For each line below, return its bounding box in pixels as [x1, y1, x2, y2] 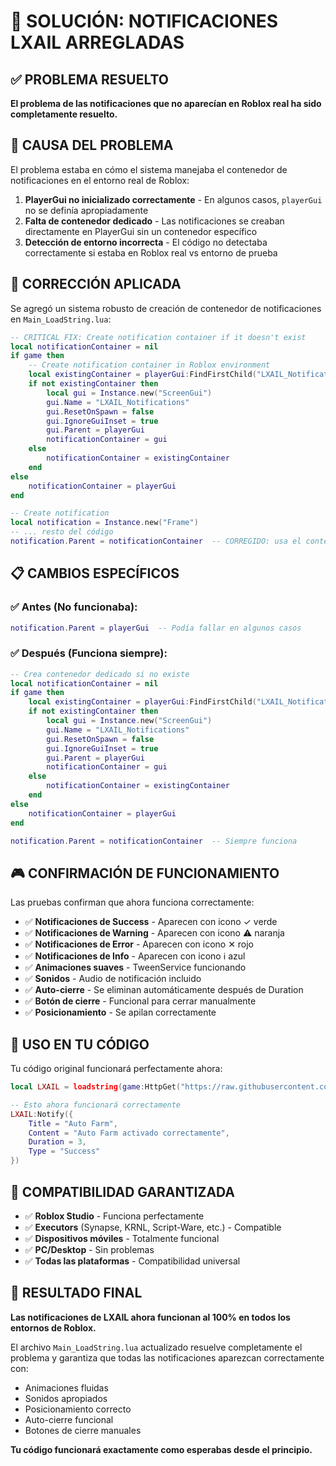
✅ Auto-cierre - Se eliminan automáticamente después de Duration [24, 984, 304, 996]
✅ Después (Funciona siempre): [10, 646, 168, 660]
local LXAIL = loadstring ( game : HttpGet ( [10, 1082, 182, 1092]
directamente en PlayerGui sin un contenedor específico [24, 225, 258, 237]
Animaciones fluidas [24, 1381, 109, 1394]
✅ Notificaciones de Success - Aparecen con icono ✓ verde [24, 916, 278, 928]
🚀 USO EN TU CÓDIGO [10, 1036, 150, 1053]
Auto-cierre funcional [24, 1413, 114, 1425]
